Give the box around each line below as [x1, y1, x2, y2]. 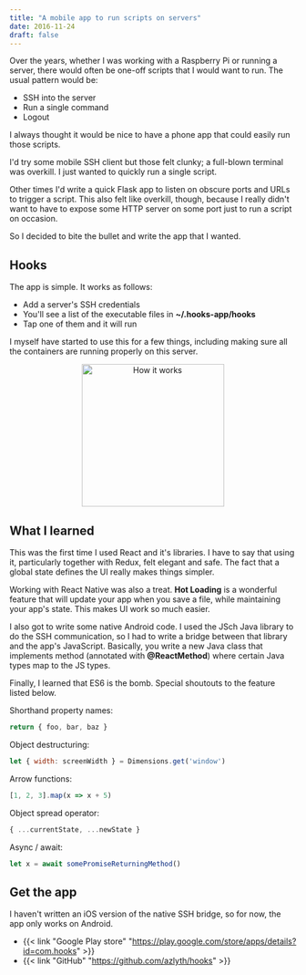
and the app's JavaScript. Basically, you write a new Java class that [9, 640, 263, 651]
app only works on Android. [9, 918, 114, 929]
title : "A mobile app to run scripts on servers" [9, 13, 202, 23]
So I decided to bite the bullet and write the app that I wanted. [9, 231, 241, 242]
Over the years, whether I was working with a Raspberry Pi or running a [9, 56, 278, 67]
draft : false [9, 30, 59, 39]
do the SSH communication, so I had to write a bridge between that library [9, 631, 289, 641]
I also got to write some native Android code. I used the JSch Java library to [9, 621, 294, 632]
